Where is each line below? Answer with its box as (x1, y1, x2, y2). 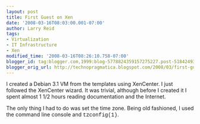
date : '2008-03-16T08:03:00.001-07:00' (6, 20, 105, 26)
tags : (6, 31, 20, 37)
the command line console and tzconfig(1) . (6, 111, 119, 119)
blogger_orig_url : (6, 64, 52, 70)
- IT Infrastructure (6, 42, 58, 48)
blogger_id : (6, 58, 36, 64)
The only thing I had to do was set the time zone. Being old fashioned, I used (6, 105, 194, 112)
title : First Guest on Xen (6, 14, 73, 20)
